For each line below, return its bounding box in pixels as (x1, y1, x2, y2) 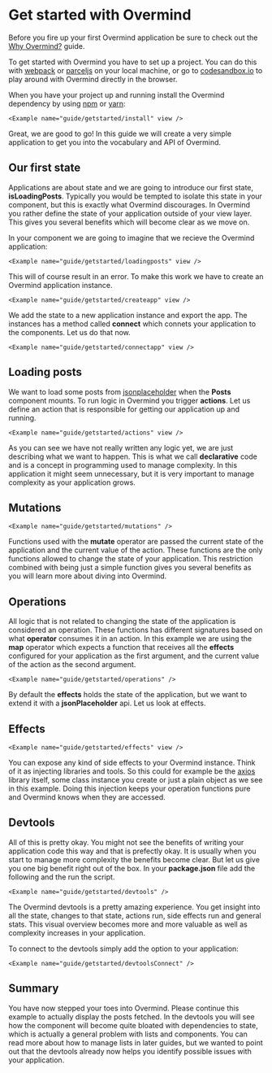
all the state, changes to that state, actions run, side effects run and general (8, 910, 261, 920)
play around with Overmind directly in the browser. (8, 74, 178, 84)
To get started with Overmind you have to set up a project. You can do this (8, 57, 257, 67)
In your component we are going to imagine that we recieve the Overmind (8, 233, 255, 242)
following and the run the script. (8, 872, 115, 882)
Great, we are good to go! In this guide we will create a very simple (8, 129, 232, 138)
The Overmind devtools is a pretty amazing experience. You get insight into (8, 901, 261, 912)
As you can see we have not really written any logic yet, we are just (8, 443, 234, 452)
